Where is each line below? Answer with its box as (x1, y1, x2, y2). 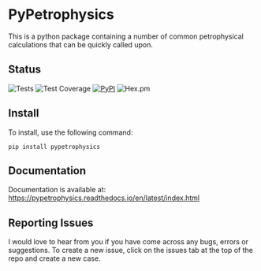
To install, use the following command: (8, 128, 133, 137)
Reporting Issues (8, 216, 94, 229)
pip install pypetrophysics (8, 143, 101, 150)
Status (8, 63, 42, 76)
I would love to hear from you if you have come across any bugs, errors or (8, 237, 249, 247)
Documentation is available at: (8, 185, 106, 195)
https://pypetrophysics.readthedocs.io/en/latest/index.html (8, 193, 199, 202)
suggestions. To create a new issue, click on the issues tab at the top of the (8, 246, 254, 255)
